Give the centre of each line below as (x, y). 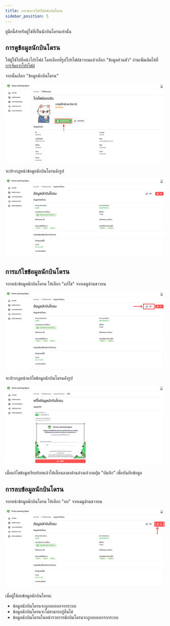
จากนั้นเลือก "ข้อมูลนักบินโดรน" (32, 76)
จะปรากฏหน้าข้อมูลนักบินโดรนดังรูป (35, 171)
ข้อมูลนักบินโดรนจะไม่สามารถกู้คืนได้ (43, 612)
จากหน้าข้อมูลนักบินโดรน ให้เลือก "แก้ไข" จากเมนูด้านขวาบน (56, 283)
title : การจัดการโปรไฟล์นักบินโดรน (34, 11)
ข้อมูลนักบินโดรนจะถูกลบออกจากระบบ (44, 606)
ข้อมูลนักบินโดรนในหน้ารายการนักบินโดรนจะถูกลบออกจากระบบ (65, 617)
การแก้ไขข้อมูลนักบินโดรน (38, 271)
